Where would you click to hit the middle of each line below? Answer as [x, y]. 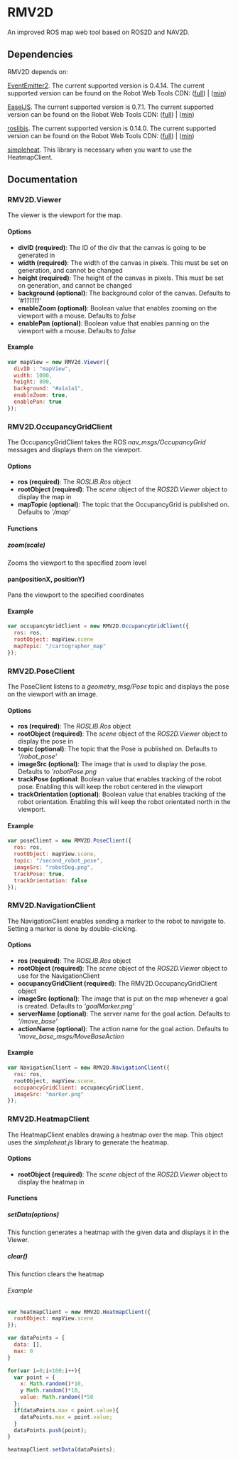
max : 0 [23, 1351]
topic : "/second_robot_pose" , [58, 861]
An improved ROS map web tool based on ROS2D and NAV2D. [98, 32]
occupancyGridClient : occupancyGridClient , [79, 1088]
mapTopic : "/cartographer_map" [60, 646]
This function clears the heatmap [56, 1274]
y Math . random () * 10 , [50, 1391]
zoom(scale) [26, 545]
